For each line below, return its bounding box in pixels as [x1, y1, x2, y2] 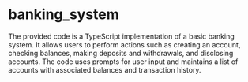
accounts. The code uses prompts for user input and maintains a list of [8, 57, 239, 66]
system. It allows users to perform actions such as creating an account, [8, 39, 241, 49]
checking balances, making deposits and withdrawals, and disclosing [8, 48, 234, 58]
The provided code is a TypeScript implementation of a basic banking [8, 32, 235, 41]
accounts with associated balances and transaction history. [8, 65, 201, 74]
